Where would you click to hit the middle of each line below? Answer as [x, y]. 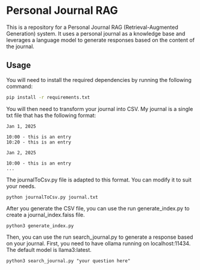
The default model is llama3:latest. [49, 250]
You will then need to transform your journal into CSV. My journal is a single [100, 108]
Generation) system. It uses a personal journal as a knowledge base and [96, 33]
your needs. [21, 186]
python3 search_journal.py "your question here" [68, 261]
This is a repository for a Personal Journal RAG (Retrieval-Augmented [92, 27]
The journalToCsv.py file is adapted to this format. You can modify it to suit [99, 180]
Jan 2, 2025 [21, 152]
